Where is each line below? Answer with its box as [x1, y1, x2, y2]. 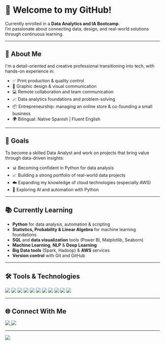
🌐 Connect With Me [5, 307, 67, 316]
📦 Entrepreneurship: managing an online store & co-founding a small [12, 103, 153, 109]
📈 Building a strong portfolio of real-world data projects [12, 172, 126, 178]
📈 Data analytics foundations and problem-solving [12, 96, 115, 102]
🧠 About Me [5, 50, 42, 58]
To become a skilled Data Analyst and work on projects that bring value [5, 150, 150, 156]
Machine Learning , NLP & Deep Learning [12, 242, 97, 248]
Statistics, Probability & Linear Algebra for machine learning [12, 227, 136, 233]
